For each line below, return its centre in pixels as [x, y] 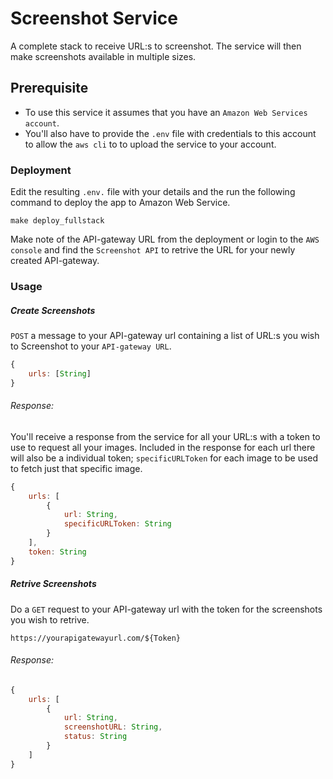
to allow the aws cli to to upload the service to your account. [150, 144]
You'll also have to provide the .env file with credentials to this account [170, 133]
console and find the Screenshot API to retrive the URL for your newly [153, 250]
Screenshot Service [94, 18]
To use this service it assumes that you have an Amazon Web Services [166, 112]
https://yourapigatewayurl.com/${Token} [96, 638]
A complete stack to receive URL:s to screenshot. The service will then [156, 46]
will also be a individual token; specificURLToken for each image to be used [164, 458]
